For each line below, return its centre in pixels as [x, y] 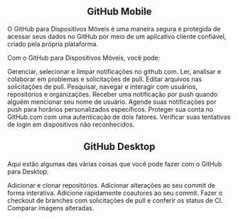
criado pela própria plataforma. [53, 44]
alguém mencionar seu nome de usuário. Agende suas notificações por [112, 102]
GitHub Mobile [119, 12]
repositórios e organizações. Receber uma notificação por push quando [113, 94]
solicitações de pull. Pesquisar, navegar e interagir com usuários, [102, 86]
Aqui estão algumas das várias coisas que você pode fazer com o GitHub [115, 164]
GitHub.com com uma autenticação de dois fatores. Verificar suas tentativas [119, 117]
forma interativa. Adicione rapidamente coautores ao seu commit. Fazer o [115, 193]
